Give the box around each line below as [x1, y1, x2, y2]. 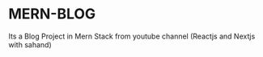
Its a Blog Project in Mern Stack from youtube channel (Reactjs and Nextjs [8, 31, 256, 41]
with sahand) [8, 39, 52, 49]
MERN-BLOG [8, 5, 96, 23]
